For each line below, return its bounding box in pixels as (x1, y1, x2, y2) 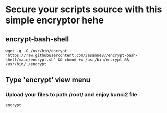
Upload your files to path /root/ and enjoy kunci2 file (5, 91, 137, 98)
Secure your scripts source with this (5, 4, 162, 15)
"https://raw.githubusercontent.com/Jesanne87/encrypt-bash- (5, 53, 138, 58)
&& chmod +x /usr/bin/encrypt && (58, 57, 129, 62)
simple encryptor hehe (5, 14, 104, 26)
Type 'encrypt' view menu (5, 76, 91, 84)
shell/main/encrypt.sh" (5, 57, 56, 62)
